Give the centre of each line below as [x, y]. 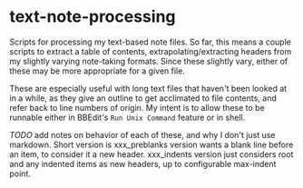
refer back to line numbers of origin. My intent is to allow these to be [137, 107]
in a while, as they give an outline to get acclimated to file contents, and [143, 98]
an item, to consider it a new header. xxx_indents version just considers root [151, 154]
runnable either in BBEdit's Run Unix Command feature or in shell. [127, 117]
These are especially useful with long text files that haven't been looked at [148, 88]
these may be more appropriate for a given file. [98, 71]
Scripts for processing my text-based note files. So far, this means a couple [151, 42]
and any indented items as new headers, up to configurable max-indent [143, 163]
